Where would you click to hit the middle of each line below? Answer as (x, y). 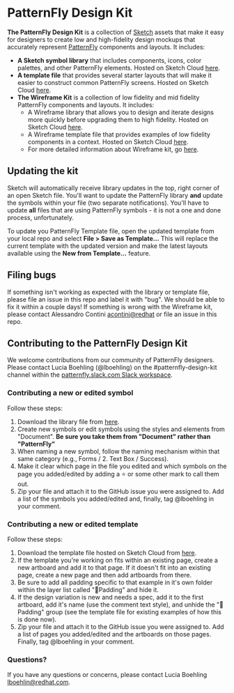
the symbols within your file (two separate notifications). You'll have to (108, 203)
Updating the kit (43, 171)
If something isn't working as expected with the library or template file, (109, 292)
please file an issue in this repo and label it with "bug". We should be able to (116, 299)
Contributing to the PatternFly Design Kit (97, 343)
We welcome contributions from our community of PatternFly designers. (111, 360)
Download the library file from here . (68, 421)
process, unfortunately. (41, 217)
